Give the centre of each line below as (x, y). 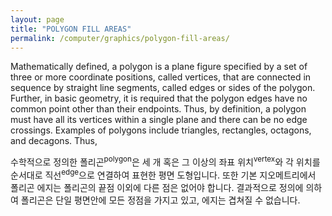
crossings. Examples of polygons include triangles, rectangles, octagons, (161, 130)
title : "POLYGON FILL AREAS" (71, 29)
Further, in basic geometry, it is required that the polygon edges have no (159, 98)
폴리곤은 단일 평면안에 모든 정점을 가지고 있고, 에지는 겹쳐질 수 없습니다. (160, 200)
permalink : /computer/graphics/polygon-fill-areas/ (120, 38)
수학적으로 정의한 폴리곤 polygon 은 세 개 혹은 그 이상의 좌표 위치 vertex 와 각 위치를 (165, 161)
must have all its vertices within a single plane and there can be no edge (159, 120)
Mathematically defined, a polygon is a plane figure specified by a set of (159, 67)
